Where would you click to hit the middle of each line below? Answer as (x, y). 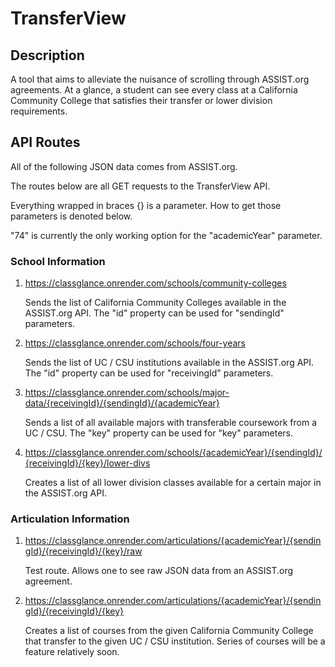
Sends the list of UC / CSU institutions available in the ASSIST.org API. (169, 363)
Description (47, 55)
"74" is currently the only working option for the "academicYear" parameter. (166, 235)
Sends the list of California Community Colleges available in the (155, 303)
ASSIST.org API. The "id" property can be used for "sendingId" (154, 313)
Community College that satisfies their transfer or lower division (141, 100)
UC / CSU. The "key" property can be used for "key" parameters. (159, 433)
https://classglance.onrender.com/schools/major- (127, 393)
